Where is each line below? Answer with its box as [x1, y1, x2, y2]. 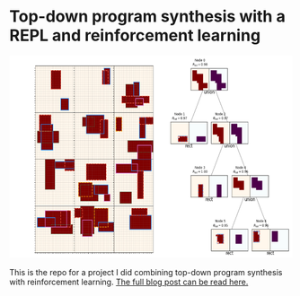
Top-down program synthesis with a [9, 6, 286, 27]
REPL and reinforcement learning [9, 25, 261, 46]
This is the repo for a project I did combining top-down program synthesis [9, 266, 283, 277]
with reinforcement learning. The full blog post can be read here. [9, 276, 249, 287]
